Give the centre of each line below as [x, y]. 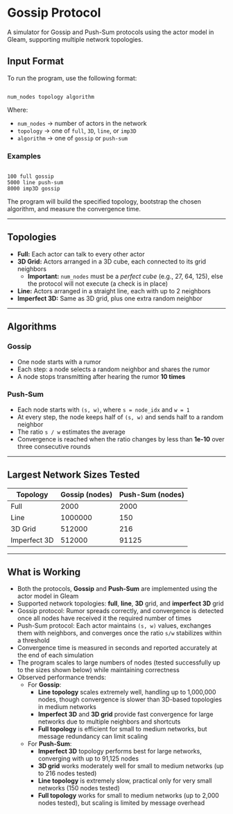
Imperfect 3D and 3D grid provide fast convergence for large [126, 715]
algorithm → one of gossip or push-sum [72, 138]
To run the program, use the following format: [72, 78]
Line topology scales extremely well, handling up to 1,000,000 [127, 692]
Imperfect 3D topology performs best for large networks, [120, 751]
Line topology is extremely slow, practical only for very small [125, 781]
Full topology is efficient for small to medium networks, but [122, 729]
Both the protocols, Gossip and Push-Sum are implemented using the [117, 589]
